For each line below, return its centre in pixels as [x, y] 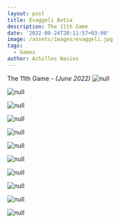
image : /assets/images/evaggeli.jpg [60, 39]
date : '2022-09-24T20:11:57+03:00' [59, 33]
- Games [25, 53]
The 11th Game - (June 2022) [49, 78]
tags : [15, 46]
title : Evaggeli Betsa [40, 20]
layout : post [26, 14]
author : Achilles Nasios [43, 59]
